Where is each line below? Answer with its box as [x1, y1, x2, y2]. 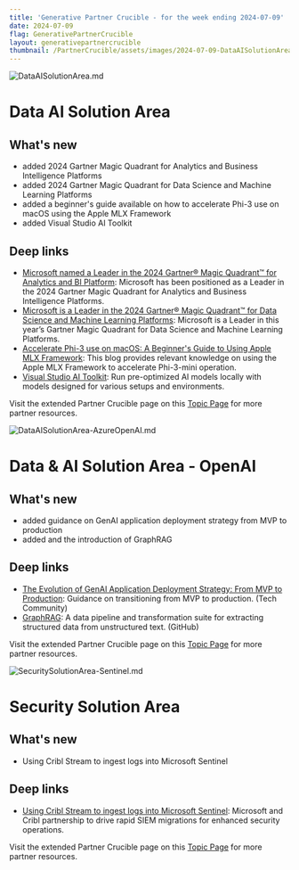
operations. [21, 824, 65, 834]
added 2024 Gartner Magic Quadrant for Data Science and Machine [21, 180, 271, 191]
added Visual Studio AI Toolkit [21, 217, 133, 228]
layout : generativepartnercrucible [9, 37, 141, 47]
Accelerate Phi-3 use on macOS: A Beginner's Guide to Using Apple [21, 342, 271, 353]
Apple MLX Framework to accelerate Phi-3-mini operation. [21, 362, 238, 373]
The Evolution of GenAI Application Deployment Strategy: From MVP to [21, 583, 283, 594]
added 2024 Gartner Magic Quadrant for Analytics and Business [21, 161, 258, 172]
